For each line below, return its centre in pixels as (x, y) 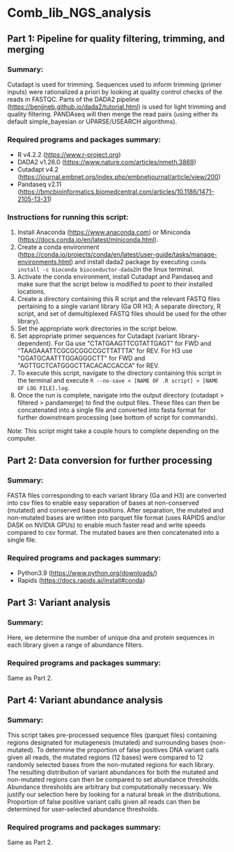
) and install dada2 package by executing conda (139, 262)
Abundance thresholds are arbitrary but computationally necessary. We (110, 787)
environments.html (44, 262)
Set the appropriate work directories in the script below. (97, 328)
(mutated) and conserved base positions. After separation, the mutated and (116, 510)
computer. (22, 439)
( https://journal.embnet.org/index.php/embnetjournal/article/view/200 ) (119, 177)
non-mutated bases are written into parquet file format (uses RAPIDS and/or (116, 518)
